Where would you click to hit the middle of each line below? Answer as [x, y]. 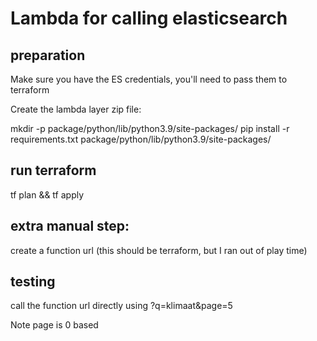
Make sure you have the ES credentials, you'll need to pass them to [149, 79]
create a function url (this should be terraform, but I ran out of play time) [159, 250]
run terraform [53, 170]
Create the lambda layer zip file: [76, 109]
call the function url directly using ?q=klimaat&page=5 [121, 306]
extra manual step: [70, 226]
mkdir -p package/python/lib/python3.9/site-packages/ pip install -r [150, 128]
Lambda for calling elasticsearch [149, 18]
